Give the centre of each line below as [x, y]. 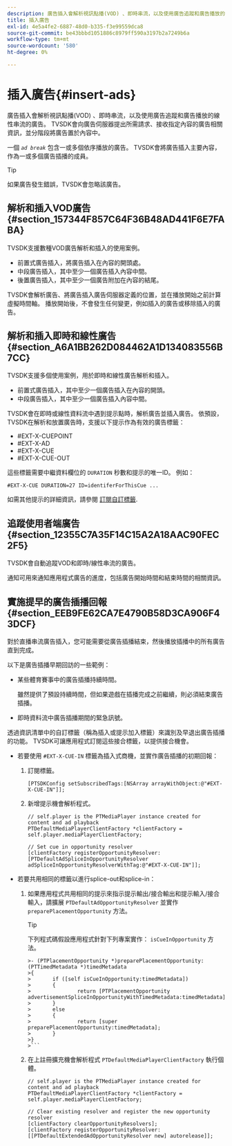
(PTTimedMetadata [52, 967]
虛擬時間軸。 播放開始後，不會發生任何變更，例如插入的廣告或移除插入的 [111, 303]
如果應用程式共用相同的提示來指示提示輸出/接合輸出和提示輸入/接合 [123, 894]
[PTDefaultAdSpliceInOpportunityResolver [88, 859]
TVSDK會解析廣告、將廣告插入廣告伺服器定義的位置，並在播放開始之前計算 [114, 295]
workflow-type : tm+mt [38, 40]
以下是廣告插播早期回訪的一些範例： [59, 665]
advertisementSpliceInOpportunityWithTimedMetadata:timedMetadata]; [128, 998]
